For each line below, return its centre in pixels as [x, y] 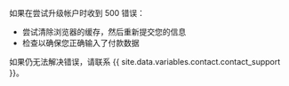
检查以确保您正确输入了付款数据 [80, 43]
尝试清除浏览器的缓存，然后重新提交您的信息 [104, 32]
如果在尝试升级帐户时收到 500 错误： [77, 13]
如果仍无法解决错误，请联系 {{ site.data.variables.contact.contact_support [145, 62]
